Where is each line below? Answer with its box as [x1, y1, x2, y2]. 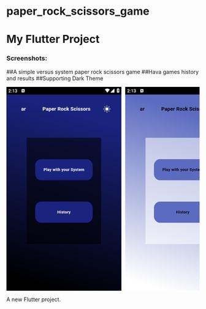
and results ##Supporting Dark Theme [6, 75, 104, 82]
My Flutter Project [6, 32, 100, 47]
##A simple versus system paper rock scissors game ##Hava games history [6, 68, 199, 75]
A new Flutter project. [6, 296, 61, 303]
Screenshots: [6, 54, 48, 62]
